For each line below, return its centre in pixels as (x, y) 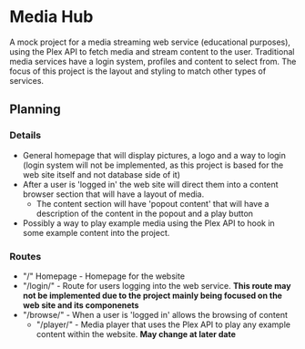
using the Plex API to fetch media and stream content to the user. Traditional (152, 51)
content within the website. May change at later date (136, 334)
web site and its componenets (81, 305)
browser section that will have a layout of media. (113, 194)
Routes (25, 256)
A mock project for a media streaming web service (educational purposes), (150, 42)
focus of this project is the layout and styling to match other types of (138, 71)
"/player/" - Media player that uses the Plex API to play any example (163, 324)
